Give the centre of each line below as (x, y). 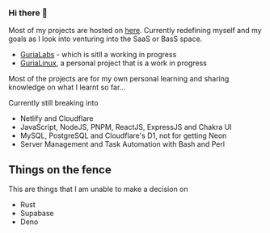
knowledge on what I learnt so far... (67, 87)
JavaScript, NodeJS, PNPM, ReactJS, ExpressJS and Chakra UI (126, 127)
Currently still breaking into (53, 103)
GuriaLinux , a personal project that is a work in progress (114, 63)
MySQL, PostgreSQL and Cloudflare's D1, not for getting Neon (123, 135)
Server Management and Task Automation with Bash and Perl (122, 144)
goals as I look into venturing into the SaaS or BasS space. (105, 39)
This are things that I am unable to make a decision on (98, 189)
